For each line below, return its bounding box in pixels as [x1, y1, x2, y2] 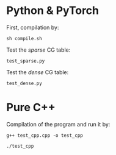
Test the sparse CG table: [6, 46, 71, 53]
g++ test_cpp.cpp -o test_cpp [6, 132, 84, 139]
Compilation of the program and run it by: [6, 120, 111, 128]
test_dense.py [6, 80, 43, 86]
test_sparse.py [6, 58, 45, 64]
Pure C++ [6, 101, 56, 114]
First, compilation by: [6, 24, 59, 31]
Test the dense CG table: [6, 68, 69, 76]
